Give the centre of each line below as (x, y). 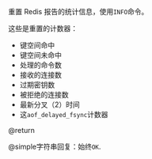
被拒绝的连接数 (44, 95)
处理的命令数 (40, 65)
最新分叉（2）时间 (50, 104)
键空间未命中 (40, 55)
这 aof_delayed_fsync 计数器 (64, 114)
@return (22, 130)
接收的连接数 (40, 75)
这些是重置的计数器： (43, 28)
